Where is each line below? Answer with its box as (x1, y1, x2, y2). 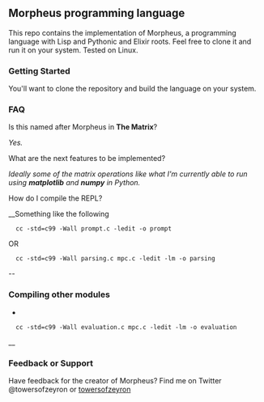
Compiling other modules (8, 289, 111, 300)
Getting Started (8, 65, 70, 76)
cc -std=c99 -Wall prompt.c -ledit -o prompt (15, 225, 172, 233)
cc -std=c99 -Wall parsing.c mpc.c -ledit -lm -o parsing (15, 255, 216, 263)
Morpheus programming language (8, 6, 185, 20)
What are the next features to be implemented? (8, 154, 166, 163)
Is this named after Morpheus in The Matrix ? (8, 122, 158, 132)
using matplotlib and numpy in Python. (8, 178, 141, 188)
